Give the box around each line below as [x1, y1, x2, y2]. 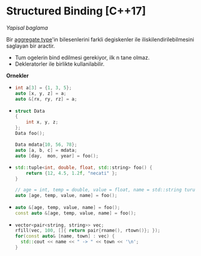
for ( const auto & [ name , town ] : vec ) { [14, 233, 115, 239]
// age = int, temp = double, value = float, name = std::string [14, 187, 182, 193]
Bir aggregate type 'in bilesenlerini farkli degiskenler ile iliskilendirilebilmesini [6, 36, 194, 43]
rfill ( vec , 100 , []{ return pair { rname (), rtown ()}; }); [14, 228, 161, 234]
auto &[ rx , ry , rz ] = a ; [14, 96, 77, 102]
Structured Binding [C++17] [6, 4, 146, 18]
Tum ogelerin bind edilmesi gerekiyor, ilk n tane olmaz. [14, 54, 150, 61]
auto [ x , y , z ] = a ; [14, 90, 67, 96]
